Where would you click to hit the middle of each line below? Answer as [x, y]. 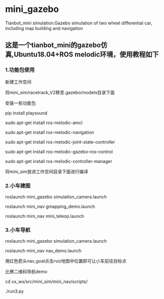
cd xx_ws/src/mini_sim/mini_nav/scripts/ [46, 282]
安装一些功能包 [20, 103]
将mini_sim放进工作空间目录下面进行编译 [47, 171]
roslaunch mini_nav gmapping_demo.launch [50, 206]
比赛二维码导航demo [26, 272]
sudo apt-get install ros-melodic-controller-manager [59, 161]
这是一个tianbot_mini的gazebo [53, 45]
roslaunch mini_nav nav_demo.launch [43, 251]
